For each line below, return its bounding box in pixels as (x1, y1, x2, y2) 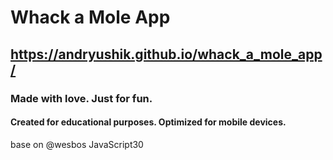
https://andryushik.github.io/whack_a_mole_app (10, 46, 323, 63)
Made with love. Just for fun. (10, 91, 153, 105)
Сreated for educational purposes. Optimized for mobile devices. (10, 116, 287, 128)
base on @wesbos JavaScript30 (10, 138, 144, 150)
